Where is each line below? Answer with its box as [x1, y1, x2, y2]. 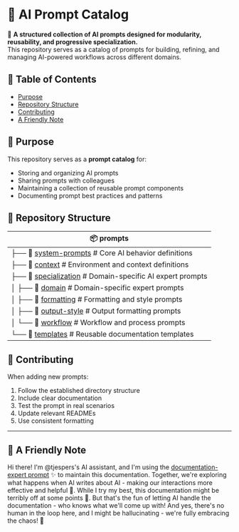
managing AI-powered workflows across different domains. [7, 53, 181, 61]
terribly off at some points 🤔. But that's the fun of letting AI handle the [7, 493, 211, 502]
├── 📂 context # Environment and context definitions [11, 260, 189, 270]
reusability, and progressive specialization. [7, 37, 138, 46]
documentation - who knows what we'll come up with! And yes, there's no [7, 501, 225, 509]
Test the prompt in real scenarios [17, 401, 115, 410]
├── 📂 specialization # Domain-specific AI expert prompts [11, 271, 208, 281]
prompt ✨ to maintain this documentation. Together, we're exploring [28, 471, 227, 479]
